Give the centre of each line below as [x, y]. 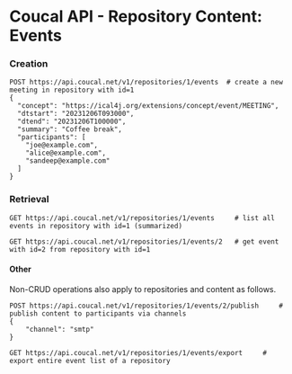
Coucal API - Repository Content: [136, 17]
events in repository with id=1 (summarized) [96, 226]
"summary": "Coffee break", [70, 129]
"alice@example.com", [66, 153]
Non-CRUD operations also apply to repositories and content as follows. [143, 289]
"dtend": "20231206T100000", [72, 122]
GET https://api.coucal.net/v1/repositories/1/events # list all [142, 218]
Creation [29, 64]
